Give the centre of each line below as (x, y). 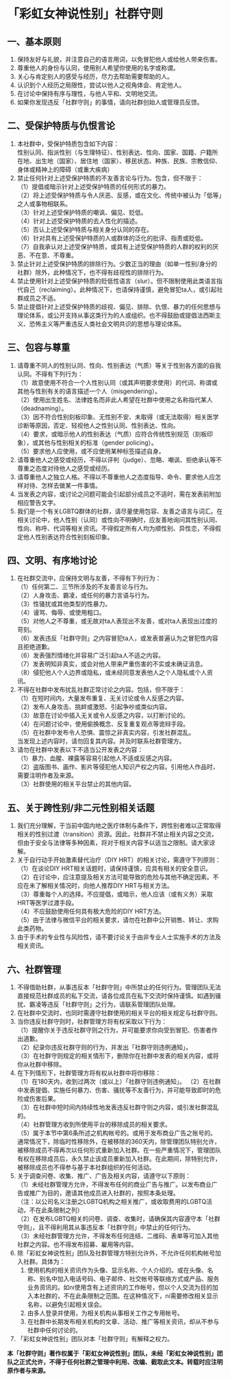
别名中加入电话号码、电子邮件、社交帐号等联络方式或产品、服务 (129, 1279)
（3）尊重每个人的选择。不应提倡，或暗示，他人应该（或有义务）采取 (115, 894)
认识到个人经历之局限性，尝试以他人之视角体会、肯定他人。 (101, 85)
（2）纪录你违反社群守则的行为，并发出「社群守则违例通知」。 (104, 1048)
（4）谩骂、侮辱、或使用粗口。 (61, 613)
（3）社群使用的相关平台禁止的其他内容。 (76, 784)
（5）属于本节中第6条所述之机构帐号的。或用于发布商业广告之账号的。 (117, 1133)
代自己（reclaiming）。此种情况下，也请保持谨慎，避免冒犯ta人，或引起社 (120, 290)
